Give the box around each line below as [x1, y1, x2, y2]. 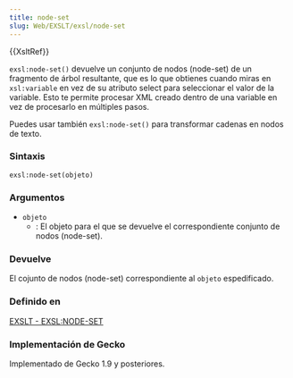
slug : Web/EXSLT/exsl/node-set [9, 21, 126, 30]
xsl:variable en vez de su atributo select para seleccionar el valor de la [9, 82, 275, 93]
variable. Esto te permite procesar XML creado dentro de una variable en [9, 91, 278, 103]
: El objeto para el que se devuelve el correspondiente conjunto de [35, 221, 280, 232]
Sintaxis [9, 150, 46, 163]
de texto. [9, 128, 42, 139]
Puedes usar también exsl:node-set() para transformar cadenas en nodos [9, 118, 284, 130]
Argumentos [9, 191, 65, 204]
